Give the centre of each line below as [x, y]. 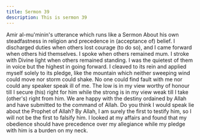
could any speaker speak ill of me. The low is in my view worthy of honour [98, 85]
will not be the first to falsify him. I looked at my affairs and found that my [97, 117]
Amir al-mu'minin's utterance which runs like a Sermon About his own [92, 34]
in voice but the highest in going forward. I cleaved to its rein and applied [96, 66]
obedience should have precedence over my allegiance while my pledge [96, 124]
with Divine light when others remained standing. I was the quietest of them [100, 60]
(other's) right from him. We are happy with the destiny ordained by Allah [96, 98]
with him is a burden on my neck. [47, 130]
